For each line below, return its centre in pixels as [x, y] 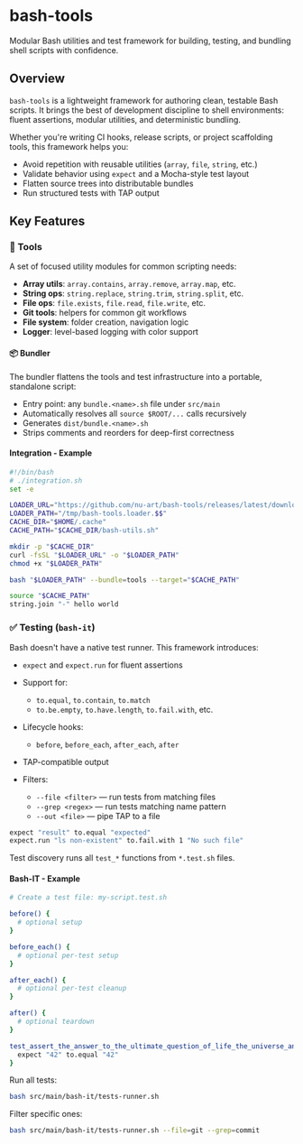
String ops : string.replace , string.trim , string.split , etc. [133, 293]
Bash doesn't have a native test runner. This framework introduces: [134, 647]
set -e [22, 489]
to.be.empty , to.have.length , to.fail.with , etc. [124, 709]
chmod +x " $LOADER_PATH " [56, 563]
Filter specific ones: [46, 1114]
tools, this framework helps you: [69, 146]
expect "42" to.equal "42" [68, 1055]
